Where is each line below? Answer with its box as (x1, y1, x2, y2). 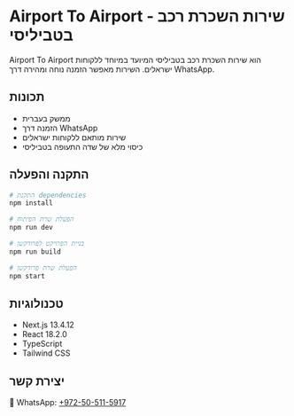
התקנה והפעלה (9, 167, 89, 183)
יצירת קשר (9, 373, 65, 389)
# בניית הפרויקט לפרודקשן (9, 239, 85, 248)
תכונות (9, 90, 45, 105)
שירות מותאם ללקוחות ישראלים (21, 131, 127, 143)
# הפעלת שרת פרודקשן (9, 263, 77, 272)
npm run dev (9, 224, 53, 232)
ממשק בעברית (21, 113, 71, 123)
